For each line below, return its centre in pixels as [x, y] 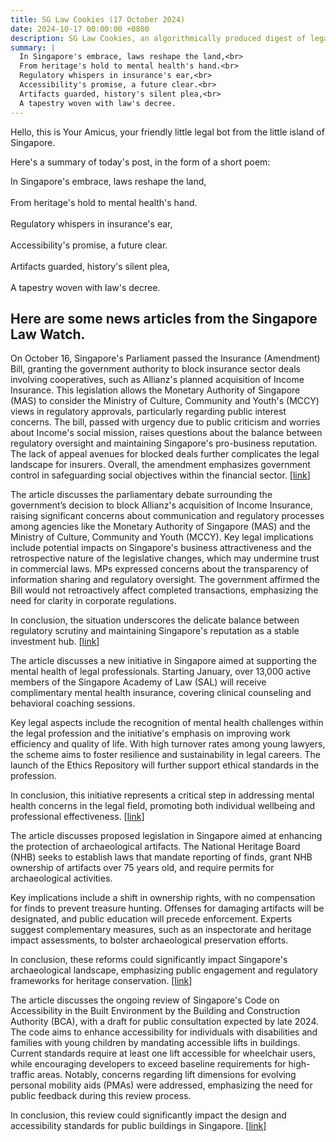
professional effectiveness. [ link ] [77, 817]
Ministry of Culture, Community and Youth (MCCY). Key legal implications [162, 537]
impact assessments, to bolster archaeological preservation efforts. [149, 940]
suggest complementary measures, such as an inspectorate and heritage [161, 930]
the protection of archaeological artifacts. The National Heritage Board [155, 847]
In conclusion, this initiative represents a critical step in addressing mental [162, 795]
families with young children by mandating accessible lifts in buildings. [155, 1043]
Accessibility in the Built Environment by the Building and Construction [155, 1011]
